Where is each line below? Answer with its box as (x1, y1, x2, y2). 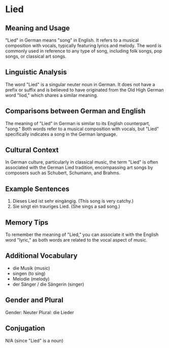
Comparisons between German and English (5, 107, 146, 115)
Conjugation (5, 324, 46, 333)
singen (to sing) (12, 270, 46, 277)
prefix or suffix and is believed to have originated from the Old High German (5, 87, 164, 93)
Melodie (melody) (12, 276, 50, 282)
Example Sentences (5, 184, 70, 193)
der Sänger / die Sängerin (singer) (12, 281, 85, 287)
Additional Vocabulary (5, 252, 78, 260)
